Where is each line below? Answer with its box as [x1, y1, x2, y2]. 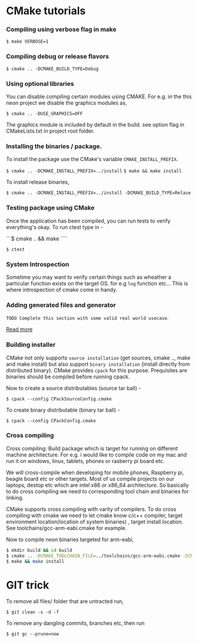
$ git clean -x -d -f [6, 609, 60, 615]
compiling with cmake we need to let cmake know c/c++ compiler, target [6, 512, 183, 519]
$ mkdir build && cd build [6, 547, 72, 553]
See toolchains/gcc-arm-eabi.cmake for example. [6, 524, 127, 531]
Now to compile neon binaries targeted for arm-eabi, [6, 536, 134, 543]
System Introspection [6, 260, 70, 268]
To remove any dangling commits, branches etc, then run [6, 620, 145, 627]
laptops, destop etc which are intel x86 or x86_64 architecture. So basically [6, 481, 189, 488]
